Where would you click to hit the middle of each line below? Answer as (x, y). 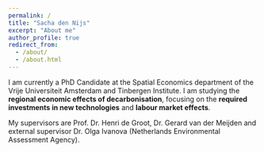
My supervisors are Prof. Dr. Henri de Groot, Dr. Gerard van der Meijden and (132, 123)
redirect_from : (33, 45)
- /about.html (38, 60)
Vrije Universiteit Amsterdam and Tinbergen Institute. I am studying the (124, 90)
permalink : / (30, 15)
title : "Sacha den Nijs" (49, 23)
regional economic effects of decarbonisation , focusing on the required (128, 99)
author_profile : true (44, 38)
